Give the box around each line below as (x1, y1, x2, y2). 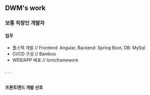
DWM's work (5, 4, 46, 12)
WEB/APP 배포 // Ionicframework (12, 57, 79, 63)
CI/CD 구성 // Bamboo (12, 51, 57, 57)
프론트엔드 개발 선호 (5, 84, 43, 90)
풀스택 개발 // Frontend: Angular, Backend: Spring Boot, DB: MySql (12, 44, 146, 51)
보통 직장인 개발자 (5, 20, 45, 27)
